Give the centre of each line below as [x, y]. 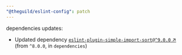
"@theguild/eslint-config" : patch [48, 11]
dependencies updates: [35, 28]
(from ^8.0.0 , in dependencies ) [51, 46]
